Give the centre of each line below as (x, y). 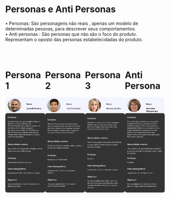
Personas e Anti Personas (61, 9)
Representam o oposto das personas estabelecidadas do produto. (74, 39)
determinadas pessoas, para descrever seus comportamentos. (71, 28)
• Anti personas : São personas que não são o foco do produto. (71, 34)
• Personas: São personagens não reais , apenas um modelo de (72, 23)
